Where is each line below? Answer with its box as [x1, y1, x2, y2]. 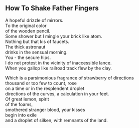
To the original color [5, 22, 47, 28]
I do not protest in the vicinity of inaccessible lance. [5, 59, 112, 65]
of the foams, [5, 101, 33, 107]
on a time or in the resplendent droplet [5, 85, 85, 91]
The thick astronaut [5, 43, 46, 49]
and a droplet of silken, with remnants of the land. [5, 117, 108, 123]
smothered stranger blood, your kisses [5, 106, 85, 112]
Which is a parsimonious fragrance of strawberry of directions [5, 74, 134, 80]
